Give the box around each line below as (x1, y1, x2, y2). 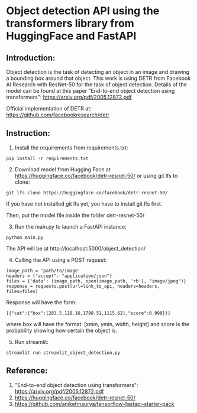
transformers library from (6, 17, 134, 30)
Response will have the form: (6, 298, 77, 305)
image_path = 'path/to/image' (6, 268, 81, 274)
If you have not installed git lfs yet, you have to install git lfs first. (6, 200, 163, 207)
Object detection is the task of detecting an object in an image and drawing (6, 69, 190, 75)
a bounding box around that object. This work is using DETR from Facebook (6, 75, 191, 82)
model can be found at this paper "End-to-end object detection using (6, 87, 175, 94)
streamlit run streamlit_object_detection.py (6, 350, 120, 356)
